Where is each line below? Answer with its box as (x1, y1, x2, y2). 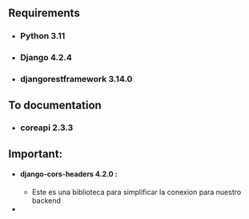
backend (31, 196, 62, 205)
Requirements (8, 6, 80, 20)
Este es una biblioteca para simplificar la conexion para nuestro (31, 188, 242, 197)
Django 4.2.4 (19, 52, 72, 63)
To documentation (8, 98, 102, 112)
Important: (8, 147, 62, 160)
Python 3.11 (19, 30, 66, 42)
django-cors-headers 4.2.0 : (19, 169, 118, 179)
